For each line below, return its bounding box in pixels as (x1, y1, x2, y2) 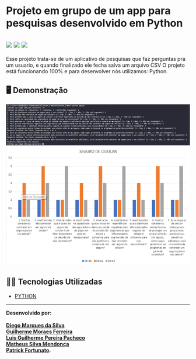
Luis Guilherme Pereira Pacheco (6, 334, 86, 341)
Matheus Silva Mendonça (6, 340, 69, 347)
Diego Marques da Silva (6, 322, 65, 329)
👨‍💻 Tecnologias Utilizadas (6, 277, 103, 287)
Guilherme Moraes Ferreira (6, 328, 73, 335)
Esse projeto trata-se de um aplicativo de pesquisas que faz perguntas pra (6, 56, 185, 62)
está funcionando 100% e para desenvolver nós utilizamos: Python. (6, 68, 168, 74)
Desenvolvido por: (6, 309, 52, 316)
